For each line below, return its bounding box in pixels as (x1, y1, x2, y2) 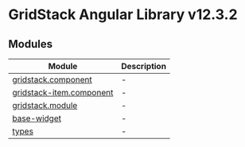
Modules (8, 37, 53, 51)
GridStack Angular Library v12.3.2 (8, 6, 238, 24)
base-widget (12, 113, 62, 124)
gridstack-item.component (12, 87, 114, 98)
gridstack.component (12, 74, 93, 85)
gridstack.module (12, 100, 78, 110)
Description (120, 61, 167, 72)
